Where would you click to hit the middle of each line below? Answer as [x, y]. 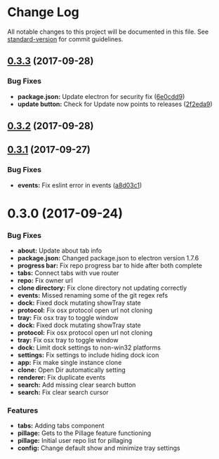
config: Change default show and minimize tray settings [99, 448]
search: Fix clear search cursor [63, 392]
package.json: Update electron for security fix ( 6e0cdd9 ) [101, 96]
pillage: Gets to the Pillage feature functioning [84, 433]
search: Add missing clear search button [77, 385]
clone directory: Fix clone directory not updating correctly [102, 288]
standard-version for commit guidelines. [65, 39]
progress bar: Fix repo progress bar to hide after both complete [109, 266]
